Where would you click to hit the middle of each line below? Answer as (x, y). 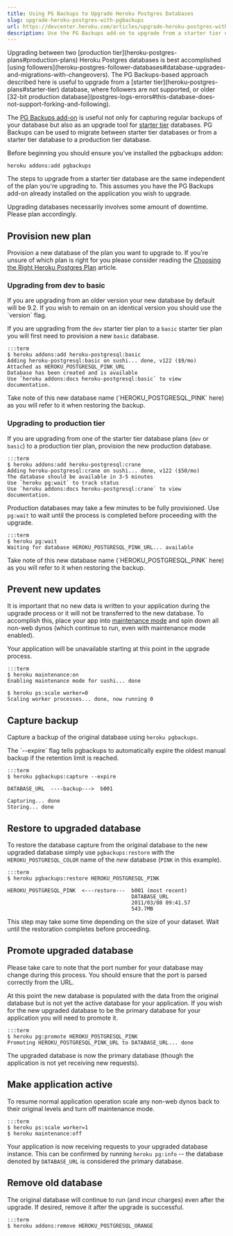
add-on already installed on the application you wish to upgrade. (100, 193)
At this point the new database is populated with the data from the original (113, 995)
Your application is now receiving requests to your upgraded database (107, 1146)
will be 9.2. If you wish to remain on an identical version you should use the (114, 308)
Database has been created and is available (72, 373)
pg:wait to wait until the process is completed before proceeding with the (112, 515)
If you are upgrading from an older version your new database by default (111, 301)
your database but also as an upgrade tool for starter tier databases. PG (110, 125)
